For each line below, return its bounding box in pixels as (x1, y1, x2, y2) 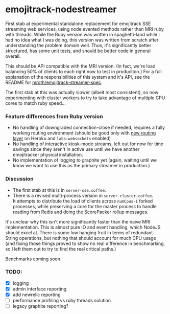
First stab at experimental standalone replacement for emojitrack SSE (5, 20, 152, 27)
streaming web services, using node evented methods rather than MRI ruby (5, 26, 164, 32)
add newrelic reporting (12, 291, 61, 298)
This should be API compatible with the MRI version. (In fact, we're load (5, 63, 156, 69)
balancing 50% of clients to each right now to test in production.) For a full (5, 68, 162, 75)
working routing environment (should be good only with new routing (12, 130, 156, 136)
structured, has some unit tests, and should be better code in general (5, 48, 151, 54)
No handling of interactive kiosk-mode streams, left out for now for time (12, 141, 164, 147)
